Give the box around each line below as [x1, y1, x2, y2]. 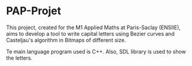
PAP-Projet [6, 4, 61, 18]
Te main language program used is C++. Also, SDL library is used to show [6, 48, 187, 55]
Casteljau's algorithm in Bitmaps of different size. [6, 36, 126, 43]
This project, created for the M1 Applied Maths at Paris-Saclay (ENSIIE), [6, 24, 181, 31]
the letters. [6, 54, 33, 61]
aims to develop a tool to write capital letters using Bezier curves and [6, 30, 175, 37]
